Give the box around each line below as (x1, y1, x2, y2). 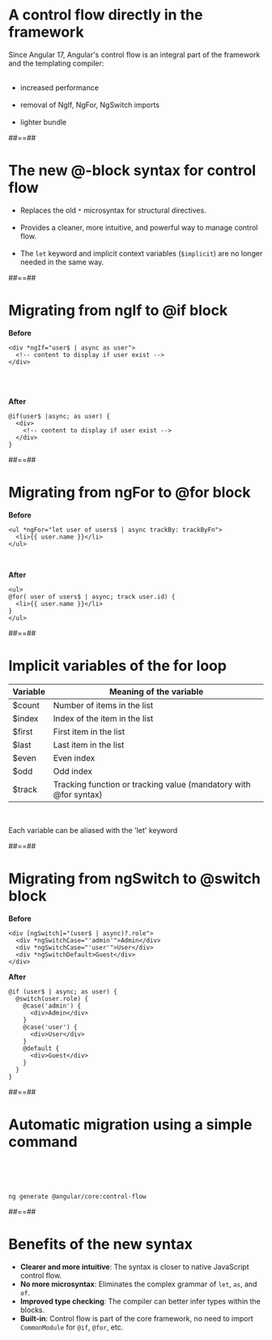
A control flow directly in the (8, 6, 203, 24)
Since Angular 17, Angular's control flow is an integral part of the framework (8, 49, 261, 59)
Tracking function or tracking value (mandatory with (53, 779, 251, 790)
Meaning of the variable (108, 685, 204, 697)
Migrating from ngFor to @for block (8, 483, 251, 501)
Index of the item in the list (53, 712, 154, 724)
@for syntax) (53, 788, 103, 800)
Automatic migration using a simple (8, 1115, 253, 1133)
